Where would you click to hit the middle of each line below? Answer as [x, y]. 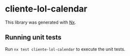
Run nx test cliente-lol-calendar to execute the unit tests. [65, 49]
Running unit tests [33, 37]
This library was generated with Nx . [41, 22]
